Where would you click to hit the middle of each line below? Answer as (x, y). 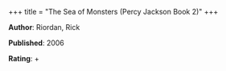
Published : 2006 (36, 43)
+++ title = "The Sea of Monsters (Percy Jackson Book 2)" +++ (113, 12)
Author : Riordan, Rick (44, 27)
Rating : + (24, 58)
